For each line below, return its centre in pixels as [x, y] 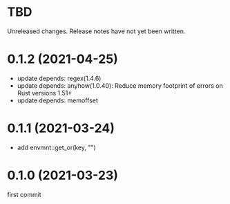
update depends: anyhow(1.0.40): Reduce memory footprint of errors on [120, 85]
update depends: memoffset [58, 100]
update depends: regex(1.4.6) [59, 78]
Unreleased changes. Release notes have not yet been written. [96, 31]
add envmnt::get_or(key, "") [57, 147]
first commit [24, 194]
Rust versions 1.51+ [45, 93]
